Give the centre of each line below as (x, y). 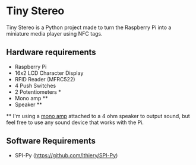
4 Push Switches (35, 85)
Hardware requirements (51, 53)
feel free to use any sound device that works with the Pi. (75, 122)
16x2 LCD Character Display (49, 73)
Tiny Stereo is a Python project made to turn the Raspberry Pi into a (89, 27)
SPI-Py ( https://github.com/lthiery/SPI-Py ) (66, 155)
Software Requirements (51, 141)
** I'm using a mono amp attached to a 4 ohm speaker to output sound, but (98, 116)
